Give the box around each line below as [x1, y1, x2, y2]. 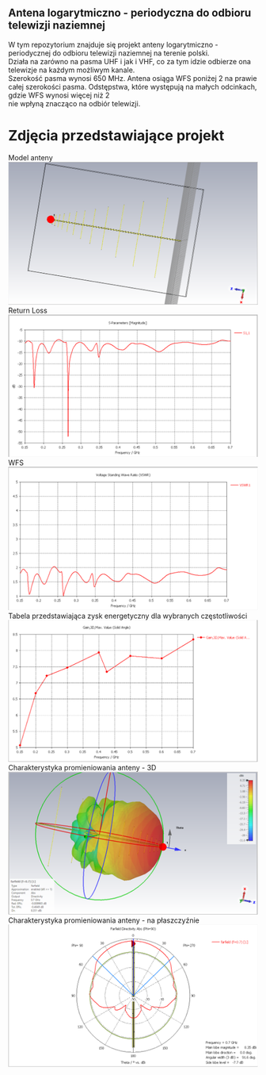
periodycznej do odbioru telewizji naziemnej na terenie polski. [8, 48, 210, 58]
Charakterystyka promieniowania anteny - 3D [8, 763, 157, 773]
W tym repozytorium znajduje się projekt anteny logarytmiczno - [8, 40, 218, 49]
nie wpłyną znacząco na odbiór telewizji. [8, 98, 141, 108]
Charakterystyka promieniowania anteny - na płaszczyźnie [8, 916, 199, 925]
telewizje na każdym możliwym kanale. [8, 65, 135, 75]
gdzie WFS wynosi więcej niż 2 [8, 90, 110, 100]
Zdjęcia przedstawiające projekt [8, 127, 225, 144]
